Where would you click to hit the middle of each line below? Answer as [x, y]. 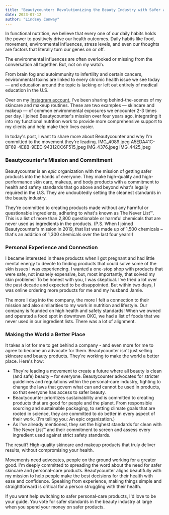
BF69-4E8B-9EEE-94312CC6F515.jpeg [46, 147]
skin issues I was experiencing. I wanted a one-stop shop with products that [84, 269]
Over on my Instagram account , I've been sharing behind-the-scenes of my [83, 100]
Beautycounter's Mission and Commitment [59, 160]
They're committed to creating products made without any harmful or [77, 208]
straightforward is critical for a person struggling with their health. [73, 487]
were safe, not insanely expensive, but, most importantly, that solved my [80, 274]
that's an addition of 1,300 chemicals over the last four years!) [69, 234]
